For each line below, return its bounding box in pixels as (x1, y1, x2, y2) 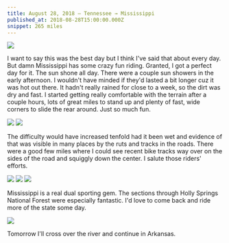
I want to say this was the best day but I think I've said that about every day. (7, 54, 221, 62)
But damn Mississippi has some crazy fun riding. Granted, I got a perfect (7, 62, 212, 70)
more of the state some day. (7, 203, 87, 212)
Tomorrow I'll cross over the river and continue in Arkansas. (7, 230, 176, 238)
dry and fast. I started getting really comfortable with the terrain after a (7, 90, 207, 99)
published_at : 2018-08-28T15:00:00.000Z (7, 16, 125, 23)
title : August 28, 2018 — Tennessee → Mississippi (7, 10, 155, 17)
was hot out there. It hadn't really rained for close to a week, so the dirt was (7, 84, 221, 92)
